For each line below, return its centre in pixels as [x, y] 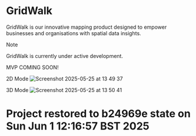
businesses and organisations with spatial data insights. [74, 33]
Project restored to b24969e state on [99, 114]
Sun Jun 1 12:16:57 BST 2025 [78, 126]
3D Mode [17, 90]
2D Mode [17, 79]
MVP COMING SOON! [32, 67]
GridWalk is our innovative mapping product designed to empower [87, 27]
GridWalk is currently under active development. [65, 56]
